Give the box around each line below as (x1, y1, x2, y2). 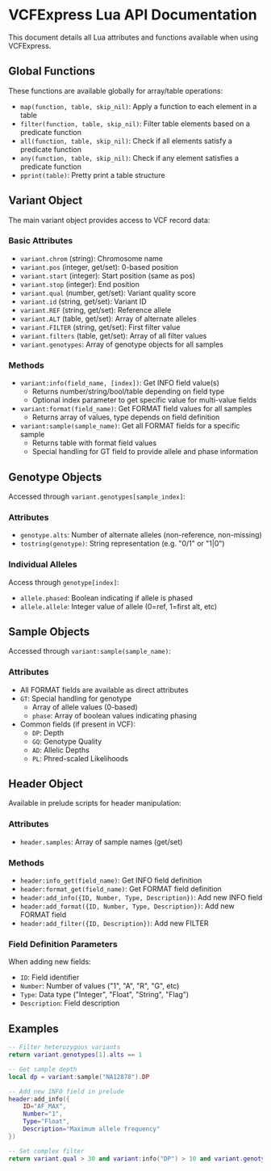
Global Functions (8, 65, 95, 78)
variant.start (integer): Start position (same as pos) (19, 271, 196, 280)
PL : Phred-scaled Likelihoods (31, 753, 129, 763)
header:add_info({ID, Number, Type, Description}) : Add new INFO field (19, 893, 263, 903)
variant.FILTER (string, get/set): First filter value (19, 322, 181, 332)
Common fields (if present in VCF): (19, 719, 135, 729)
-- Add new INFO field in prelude (8, 1087, 125, 1096)
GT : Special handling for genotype (19, 693, 132, 703)
